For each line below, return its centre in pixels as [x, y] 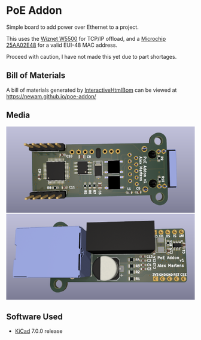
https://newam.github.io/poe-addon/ [51, 96]
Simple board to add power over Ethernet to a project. [72, 27]
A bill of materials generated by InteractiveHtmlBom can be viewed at [92, 90]
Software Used [34, 316]
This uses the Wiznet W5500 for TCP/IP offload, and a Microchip [86, 38]
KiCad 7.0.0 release [39, 331]
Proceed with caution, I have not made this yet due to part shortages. [92, 56]
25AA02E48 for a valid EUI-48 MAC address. [62, 45]
